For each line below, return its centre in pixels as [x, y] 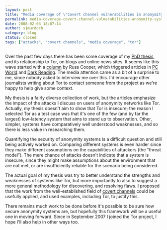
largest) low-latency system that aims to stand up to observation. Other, [79, 119]
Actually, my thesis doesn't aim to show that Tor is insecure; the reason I [79, 108]
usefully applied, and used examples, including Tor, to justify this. [72, 196]
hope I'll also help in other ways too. [42, 222]
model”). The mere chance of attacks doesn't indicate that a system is [77, 155]
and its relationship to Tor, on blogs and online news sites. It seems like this [82, 61]
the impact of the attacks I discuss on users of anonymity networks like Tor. [83, 103]
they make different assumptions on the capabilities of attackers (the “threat [83, 149]
